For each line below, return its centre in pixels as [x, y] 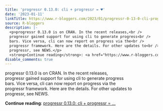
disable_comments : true [29, 59]
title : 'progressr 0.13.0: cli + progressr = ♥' [55, 9]
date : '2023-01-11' [25, 14]
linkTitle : [16, 18]
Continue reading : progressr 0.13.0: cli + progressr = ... [60, 103]
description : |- [21, 28]
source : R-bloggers [25, 23]
